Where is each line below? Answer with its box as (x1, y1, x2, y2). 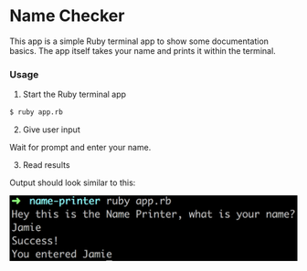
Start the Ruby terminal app (22, 89, 126, 100)
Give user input (22, 124, 80, 135)
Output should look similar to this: (9, 177, 136, 188)
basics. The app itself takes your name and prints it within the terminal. (9, 45, 276, 56)
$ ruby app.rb (9, 108, 64, 117)
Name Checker (9, 5, 125, 26)
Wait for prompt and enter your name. (9, 142, 152, 153)
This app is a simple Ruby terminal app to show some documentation (9, 36, 270, 47)
